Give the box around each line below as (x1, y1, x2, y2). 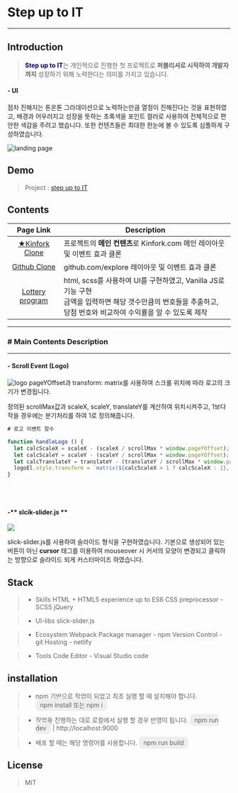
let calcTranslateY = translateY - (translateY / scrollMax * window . (13, 458, 227, 465)
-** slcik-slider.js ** (7, 508, 68, 516)
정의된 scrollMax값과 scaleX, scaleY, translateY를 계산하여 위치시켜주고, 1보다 (7, 402, 227, 411)
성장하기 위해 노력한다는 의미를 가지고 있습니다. (38, 70, 169, 78)
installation (7, 672, 58, 684)
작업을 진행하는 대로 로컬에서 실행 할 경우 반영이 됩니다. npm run (35, 716, 220, 724)
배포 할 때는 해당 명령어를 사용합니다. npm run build (35, 738, 184, 747)
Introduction (7, 41, 64, 53)
